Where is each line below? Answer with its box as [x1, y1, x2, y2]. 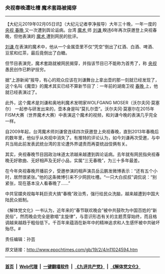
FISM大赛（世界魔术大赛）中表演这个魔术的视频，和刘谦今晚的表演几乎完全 [5, 112, 158, 118]
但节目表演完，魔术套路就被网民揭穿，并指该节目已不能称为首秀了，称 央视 [5, 61, 157, 66]
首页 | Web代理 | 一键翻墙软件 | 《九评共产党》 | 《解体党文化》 [5, 263, 141, 269]
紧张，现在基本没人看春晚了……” [5, 181, 70, 186]
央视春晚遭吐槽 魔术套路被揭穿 [5, 4, 77, 11]
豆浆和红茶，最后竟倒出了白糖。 [5, 50, 70, 56]
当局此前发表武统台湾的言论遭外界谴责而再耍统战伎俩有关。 [9, 141, 130, 147]
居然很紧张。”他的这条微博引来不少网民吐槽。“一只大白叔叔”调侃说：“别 [13, 174, 157, 180]
